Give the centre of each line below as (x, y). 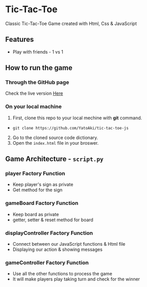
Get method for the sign (38, 190)
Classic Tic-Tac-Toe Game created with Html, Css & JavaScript (71, 23)
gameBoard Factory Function (42, 203)
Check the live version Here (34, 93)
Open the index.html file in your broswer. (56, 143)
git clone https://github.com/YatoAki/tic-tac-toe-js (70, 128)
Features (20, 40)
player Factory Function (35, 173)
